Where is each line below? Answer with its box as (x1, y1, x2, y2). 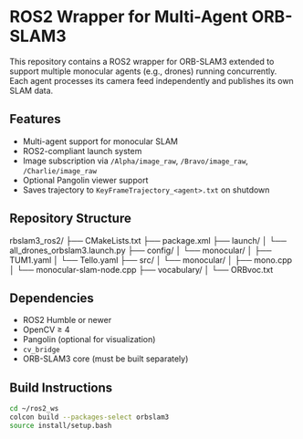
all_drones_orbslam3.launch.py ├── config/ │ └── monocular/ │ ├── (9, 245, 272, 256)
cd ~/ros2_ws (9, 404, 59, 413)
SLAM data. (9, 85, 54, 96)
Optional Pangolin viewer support (22, 174, 149, 185)
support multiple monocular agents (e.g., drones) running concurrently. (9, 66, 277, 77)
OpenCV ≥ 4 (22, 324, 70, 335)
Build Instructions (9, 380, 113, 395)
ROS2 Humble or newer (22, 315, 112, 326)
